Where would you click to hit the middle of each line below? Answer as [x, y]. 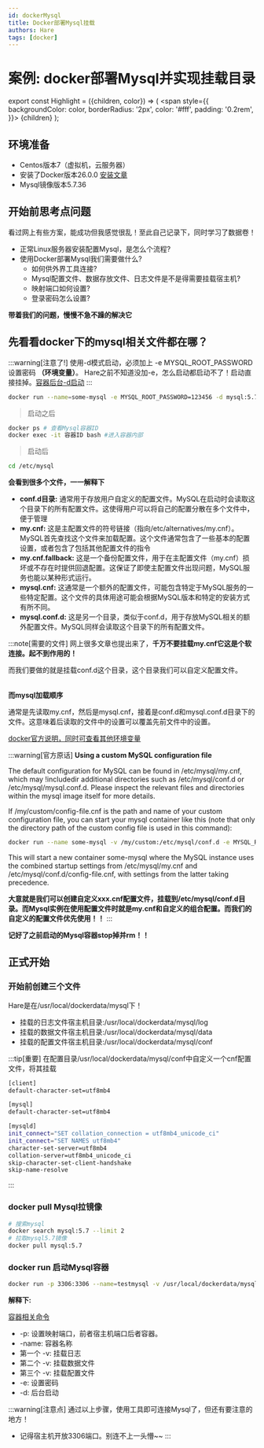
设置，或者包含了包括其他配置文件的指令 [85, 549]
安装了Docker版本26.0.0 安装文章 [73, 175]
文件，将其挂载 [32, 1068]
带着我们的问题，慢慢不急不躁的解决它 [70, 315]
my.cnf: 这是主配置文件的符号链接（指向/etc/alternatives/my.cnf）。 [129, 529]
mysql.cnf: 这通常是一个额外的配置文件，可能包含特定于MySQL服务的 [133, 588]
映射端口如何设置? [60, 288]
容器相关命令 [29, 1317]
